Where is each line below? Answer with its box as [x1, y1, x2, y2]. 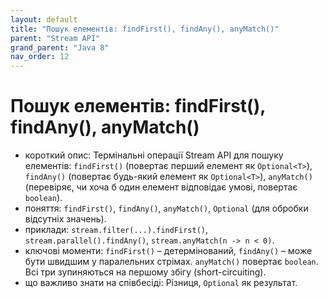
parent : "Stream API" [10, 33, 101, 43]
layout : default [10, 14, 78, 25]
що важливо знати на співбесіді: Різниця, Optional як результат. [24, 277, 298, 289]
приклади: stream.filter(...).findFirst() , [24, 224, 209, 236]
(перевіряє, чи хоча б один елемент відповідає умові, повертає [24, 181, 298, 193]
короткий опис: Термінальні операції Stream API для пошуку [24, 149, 284, 161]
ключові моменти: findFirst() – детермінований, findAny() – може [24, 245, 313, 257]
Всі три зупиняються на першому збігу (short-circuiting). [24, 266, 267, 278]
